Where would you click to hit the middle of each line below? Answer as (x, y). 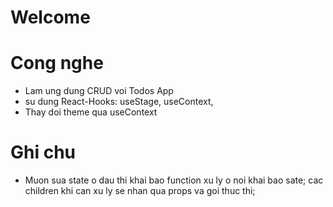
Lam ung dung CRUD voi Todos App (99, 91)
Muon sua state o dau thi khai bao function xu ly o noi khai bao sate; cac (174, 180)
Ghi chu (43, 152)
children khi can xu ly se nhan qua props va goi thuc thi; (140, 191)
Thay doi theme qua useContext (91, 112)
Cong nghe (57, 63)
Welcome (50, 17)
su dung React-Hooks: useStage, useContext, (119, 102)
